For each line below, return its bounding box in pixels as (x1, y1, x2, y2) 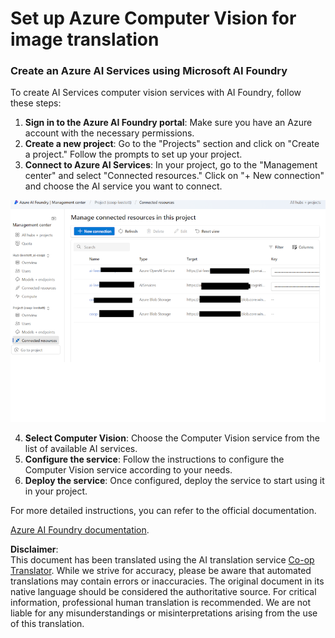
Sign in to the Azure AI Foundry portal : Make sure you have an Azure (24, 117, 313, 129)
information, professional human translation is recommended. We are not (10, 596, 312, 608)
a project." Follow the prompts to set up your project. (24, 148, 243, 161)
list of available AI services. (24, 442, 138, 454)
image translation (10, 28, 160, 51)
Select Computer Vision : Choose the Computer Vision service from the (24, 432, 320, 444)
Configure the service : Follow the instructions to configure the (24, 453, 285, 465)
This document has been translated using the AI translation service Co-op (10, 553, 315, 566)
